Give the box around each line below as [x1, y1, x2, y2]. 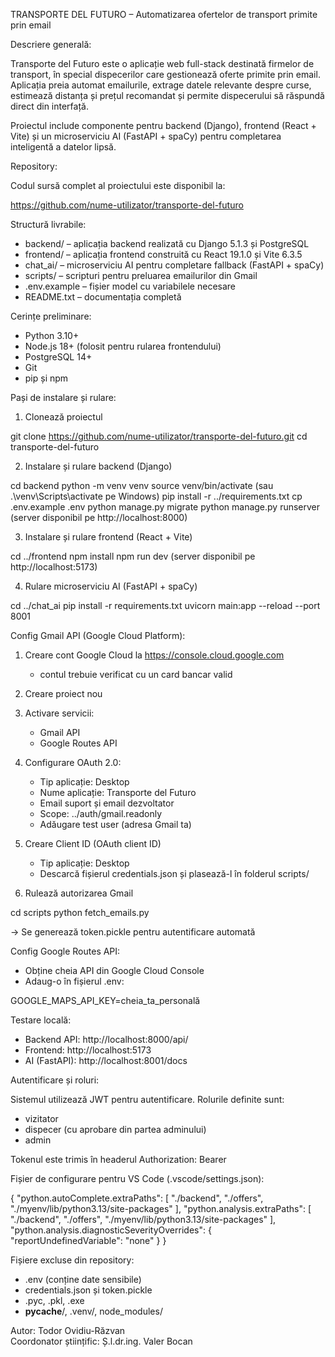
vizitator [24, 1113, 59, 1124]
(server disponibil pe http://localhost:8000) [10, 512, 188, 523]
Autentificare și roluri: [10, 1074, 100, 1086]
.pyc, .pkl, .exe [24, 1295, 85, 1306]
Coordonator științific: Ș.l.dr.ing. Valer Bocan [10, 1335, 193, 1347]
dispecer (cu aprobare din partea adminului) [24, 1124, 207, 1135]
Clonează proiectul [24, 411, 103, 423]
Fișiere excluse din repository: [10, 1254, 135, 1266]
